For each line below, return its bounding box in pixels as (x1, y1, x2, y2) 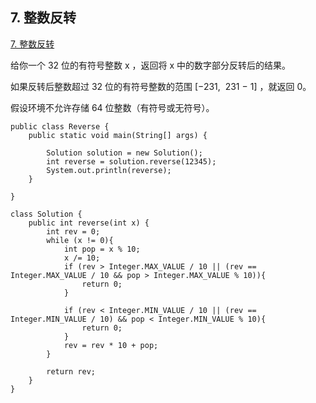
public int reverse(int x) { (28, 218, 150, 228)
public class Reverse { (10, 121, 110, 132)
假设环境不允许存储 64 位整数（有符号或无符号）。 (10, 101, 215, 113)
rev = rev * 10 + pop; (63, 340, 159, 350)
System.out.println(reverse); (46, 165, 172, 175)
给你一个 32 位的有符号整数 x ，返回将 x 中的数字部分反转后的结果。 (10, 59, 292, 71)
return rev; (46, 366, 97, 377)
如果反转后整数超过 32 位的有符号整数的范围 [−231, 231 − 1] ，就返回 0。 (10, 80, 312, 92)
